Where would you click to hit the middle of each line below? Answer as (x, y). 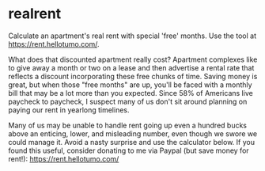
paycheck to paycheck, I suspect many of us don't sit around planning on (128, 101)
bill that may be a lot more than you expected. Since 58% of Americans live (131, 93)
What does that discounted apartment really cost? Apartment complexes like (133, 59)
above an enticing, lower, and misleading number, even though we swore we (133, 133)
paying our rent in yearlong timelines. (69, 110)
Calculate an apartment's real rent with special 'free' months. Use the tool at (132, 36)
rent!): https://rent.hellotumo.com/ (64, 158)
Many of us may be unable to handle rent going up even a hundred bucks (128, 125)
